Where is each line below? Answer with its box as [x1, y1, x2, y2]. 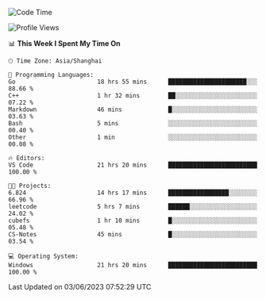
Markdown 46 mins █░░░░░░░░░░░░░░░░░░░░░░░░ [8, 105, 258, 113]
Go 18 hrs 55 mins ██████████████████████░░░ [8, 78, 258, 86]
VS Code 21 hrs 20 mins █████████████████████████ [8, 161, 258, 169]
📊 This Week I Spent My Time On [8, 39, 121, 48]
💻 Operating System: [8, 252, 79, 260]
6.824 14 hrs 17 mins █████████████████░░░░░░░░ [8, 189, 258, 197]
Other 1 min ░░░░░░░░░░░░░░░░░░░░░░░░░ [8, 133, 258, 141]
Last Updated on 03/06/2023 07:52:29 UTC [8, 282, 152, 291]
